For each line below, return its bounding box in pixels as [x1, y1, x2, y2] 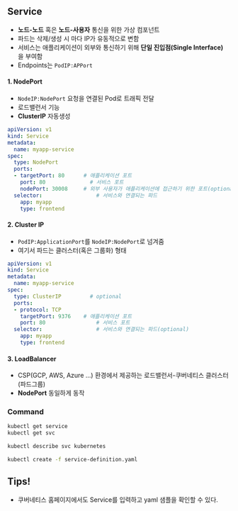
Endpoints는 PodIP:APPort [17, 60, 93, 69]
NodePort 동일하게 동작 [17, 389, 85, 398]
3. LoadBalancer [7, 354, 57, 363]
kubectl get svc [7, 429, 55, 437]
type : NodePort [13, 159, 59, 166]
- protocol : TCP [13, 306, 62, 313]
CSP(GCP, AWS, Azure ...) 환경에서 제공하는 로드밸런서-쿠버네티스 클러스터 [17, 371, 229, 380]
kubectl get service [7, 423, 69, 430]
